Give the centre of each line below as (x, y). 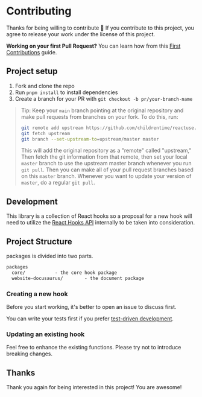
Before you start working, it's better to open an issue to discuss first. (91, 306)
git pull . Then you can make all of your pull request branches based (107, 170)
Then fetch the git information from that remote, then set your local (104, 157)
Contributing (39, 11)
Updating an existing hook (46, 334)
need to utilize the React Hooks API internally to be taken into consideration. (101, 223)
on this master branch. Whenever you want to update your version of (106, 176)
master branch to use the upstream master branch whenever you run (106, 164)
